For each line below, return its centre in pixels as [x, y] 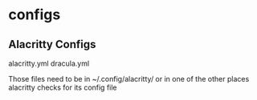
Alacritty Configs [52, 44]
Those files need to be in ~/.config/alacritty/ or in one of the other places [129, 79]
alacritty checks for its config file [63, 87]
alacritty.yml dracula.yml [49, 63]
